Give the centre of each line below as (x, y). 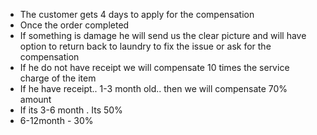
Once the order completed (74, 25)
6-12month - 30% (56, 120)
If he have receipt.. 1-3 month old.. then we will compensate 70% (153, 88)
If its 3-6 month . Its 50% (71, 110)
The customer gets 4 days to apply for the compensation (137, 14)
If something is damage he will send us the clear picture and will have (163, 35)
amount (35, 99)
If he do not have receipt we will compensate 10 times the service (154, 67)
